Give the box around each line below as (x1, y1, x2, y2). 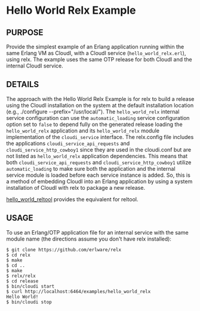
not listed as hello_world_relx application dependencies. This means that (6, 152, 188, 159)
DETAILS (6, 79, 39, 90)
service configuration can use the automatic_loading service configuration (6, 114, 190, 121)
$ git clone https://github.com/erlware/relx (6, 247, 121, 253)
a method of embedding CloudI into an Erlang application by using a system (6, 177, 193, 185)
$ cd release (6, 278, 39, 284)
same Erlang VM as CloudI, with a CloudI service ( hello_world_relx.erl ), (6, 50, 186, 57)
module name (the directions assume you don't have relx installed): (6, 235, 172, 242)
